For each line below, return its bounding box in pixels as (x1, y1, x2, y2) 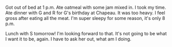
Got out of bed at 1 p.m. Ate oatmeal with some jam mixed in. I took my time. (5, 5, 166, 10)
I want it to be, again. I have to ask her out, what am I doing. (5, 36, 132, 42)
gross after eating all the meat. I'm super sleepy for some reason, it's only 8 (5, 15, 165, 21)
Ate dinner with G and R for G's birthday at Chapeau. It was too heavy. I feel (5, 10, 165, 16)
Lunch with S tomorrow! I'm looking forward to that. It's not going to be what (5, 31, 167, 36)
